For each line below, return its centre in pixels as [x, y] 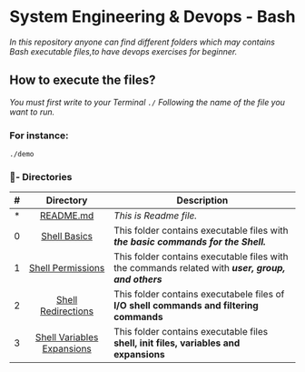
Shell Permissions [67, 268]
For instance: [39, 136]
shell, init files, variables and [177, 343]
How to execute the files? [83, 80]
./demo [22, 155]
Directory [67, 200]
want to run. [32, 112]
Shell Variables [67, 337]
